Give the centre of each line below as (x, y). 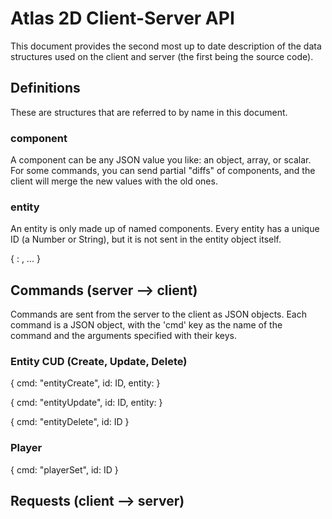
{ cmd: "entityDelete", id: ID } (70, 422)
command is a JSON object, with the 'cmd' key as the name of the (146, 325)
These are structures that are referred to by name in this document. (149, 112)
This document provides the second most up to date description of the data (166, 46)
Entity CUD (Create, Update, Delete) (99, 362)
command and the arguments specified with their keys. (123, 336)
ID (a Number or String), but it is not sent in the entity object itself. (146, 239)
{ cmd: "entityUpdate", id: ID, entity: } (86, 403)
